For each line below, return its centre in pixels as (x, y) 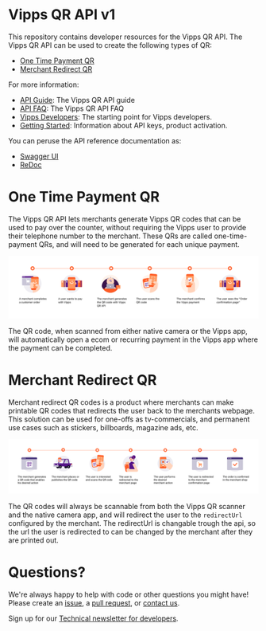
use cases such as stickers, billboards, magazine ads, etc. (103, 427)
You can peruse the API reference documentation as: (95, 140)
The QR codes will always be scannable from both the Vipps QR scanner (127, 507)
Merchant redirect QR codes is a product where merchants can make (121, 402)
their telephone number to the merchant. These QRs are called (110, 236)
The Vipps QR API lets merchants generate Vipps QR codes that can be (125, 219)
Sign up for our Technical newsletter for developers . (93, 618)
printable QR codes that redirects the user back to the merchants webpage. (132, 410)
